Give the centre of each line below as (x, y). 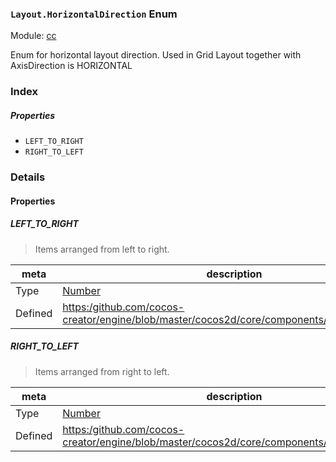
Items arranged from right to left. (102, 371)
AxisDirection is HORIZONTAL (71, 66)
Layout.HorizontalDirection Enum (94, 14)
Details (28, 177)
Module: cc (33, 36)
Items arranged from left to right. (102, 249)
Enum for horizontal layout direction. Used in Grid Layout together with (156, 55)
